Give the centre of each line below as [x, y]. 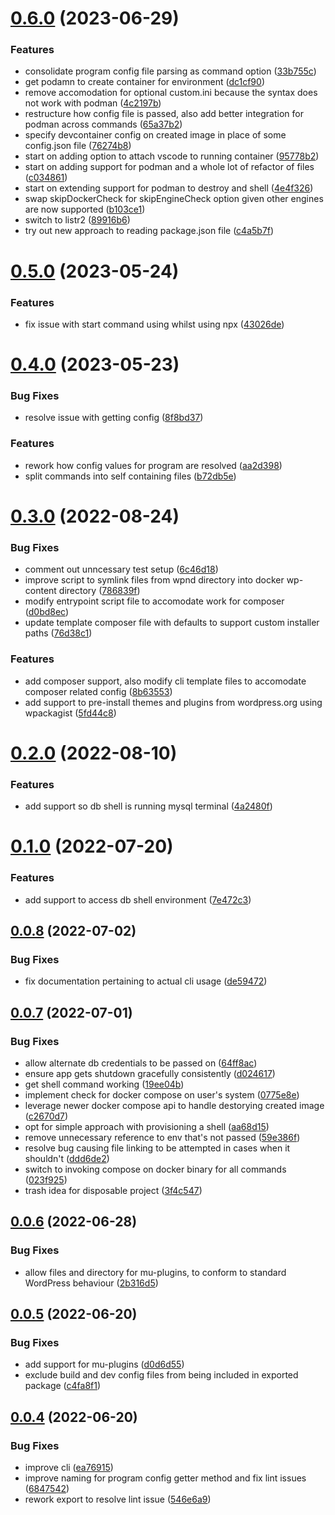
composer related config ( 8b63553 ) [98, 691]
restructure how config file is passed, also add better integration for [164, 114]
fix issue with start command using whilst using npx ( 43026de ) [154, 324]
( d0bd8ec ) [47, 612]
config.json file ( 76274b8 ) [78, 146]
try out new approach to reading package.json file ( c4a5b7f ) [149, 231]
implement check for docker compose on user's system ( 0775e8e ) [162, 1094]
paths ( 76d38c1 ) [58, 633]
